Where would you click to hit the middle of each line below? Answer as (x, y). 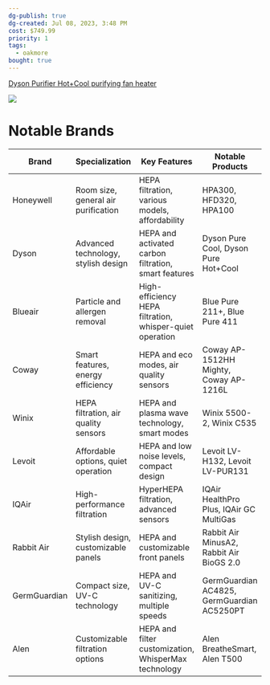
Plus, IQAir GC (229, 509)
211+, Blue (223, 312)
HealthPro (221, 499)
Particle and (98, 301)
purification (97, 210)
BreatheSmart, (229, 649)
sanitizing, (159, 595)
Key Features (166, 161)
